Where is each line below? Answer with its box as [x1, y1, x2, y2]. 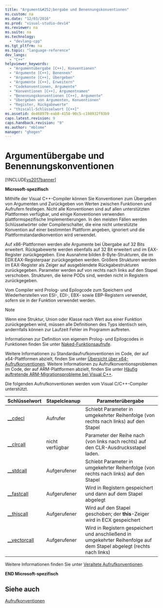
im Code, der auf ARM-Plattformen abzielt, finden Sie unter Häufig [5, 366, 138, 372]
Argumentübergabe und [5, 151, 104, 161]
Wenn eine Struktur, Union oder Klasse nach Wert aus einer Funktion [5, 316, 142, 322]
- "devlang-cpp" [9, 39, 42, 44]
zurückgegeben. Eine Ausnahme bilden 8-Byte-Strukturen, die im [22, 252, 154, 258]
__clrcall [7, 441, 26, 448]
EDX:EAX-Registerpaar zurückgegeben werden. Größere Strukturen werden [5, 257, 157, 263]
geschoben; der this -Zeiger [85, 511, 149, 517]
